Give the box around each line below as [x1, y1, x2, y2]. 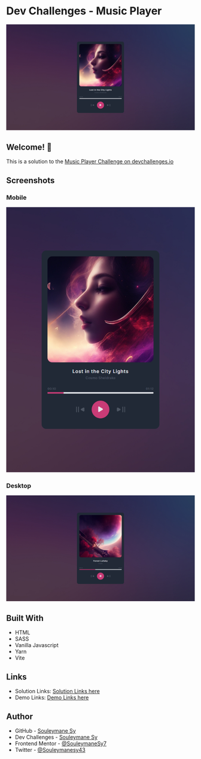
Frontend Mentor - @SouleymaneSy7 [14, 740, 106, 747]
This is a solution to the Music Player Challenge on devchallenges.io [6, 158, 174, 165]
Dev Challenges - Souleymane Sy [14, 733, 98, 740]
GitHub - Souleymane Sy [14, 727, 76, 734]
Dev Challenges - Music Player [6, 4, 162, 18]
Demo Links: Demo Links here [14, 694, 89, 701]
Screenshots [6, 175, 55, 185]
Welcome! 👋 [6, 142, 52, 152]
